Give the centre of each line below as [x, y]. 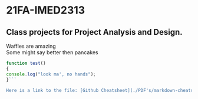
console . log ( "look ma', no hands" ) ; [51, 74]
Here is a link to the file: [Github [52, 90]
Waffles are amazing [31, 46]
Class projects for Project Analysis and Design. [94, 32]
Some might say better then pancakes [52, 52]
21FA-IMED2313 [46, 10]
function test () [26, 63]
